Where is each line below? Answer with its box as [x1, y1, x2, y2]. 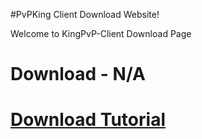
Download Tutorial [10, 109, 166, 131]
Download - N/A [10, 63, 146, 86]
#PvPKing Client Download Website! [10, 9, 160, 20]
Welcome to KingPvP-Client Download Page [10, 28, 192, 39]
